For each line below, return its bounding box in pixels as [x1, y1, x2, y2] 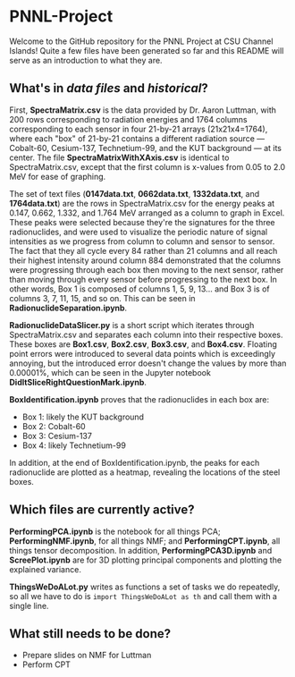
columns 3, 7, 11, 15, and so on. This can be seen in [9, 292, 196, 303]
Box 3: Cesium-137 [21, 430, 92, 441]
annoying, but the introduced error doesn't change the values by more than [9, 358, 287, 368]
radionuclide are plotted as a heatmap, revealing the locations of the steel [9, 467, 281, 478]
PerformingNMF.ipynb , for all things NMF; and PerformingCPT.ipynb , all [9, 535, 281, 546]
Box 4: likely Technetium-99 [21, 440, 127, 451]
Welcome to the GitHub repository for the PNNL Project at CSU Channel [9, 36, 274, 47]
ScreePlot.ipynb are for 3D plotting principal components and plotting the [9, 554, 282, 565]
